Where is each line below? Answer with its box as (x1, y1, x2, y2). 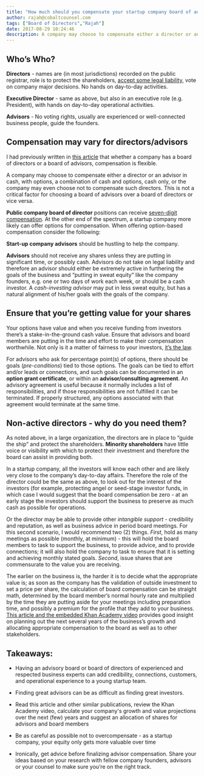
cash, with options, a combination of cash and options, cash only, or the (6, 177, 186, 185)
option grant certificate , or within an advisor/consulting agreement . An (6, 375, 188, 382)
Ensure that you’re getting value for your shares (6, 308, 191, 319)
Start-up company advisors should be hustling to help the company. (6, 240, 179, 247)
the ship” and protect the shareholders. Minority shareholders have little (6, 441, 189, 448)
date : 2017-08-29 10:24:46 (6, 26, 75, 32)
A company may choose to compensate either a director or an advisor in (6, 171, 188, 179)
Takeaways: (6, 648, 53, 659)
